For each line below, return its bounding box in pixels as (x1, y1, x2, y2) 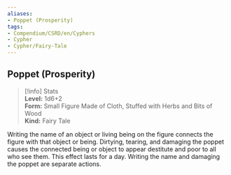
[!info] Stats (24, 86, 59, 95)
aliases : (7, 10, 33, 17)
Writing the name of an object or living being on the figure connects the (7, 130, 213, 138)
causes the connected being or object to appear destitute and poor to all (7, 144, 217, 153)
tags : (7, 23, 23, 30)
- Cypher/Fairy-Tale (7, 43, 68, 50)
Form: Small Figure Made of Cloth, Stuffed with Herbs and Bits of (24, 102, 213, 110)
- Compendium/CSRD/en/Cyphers (7, 29, 96, 37)
